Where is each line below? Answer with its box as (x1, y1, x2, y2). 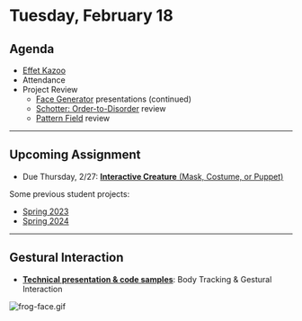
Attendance (22, 75, 66, 85)
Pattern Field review (35, 113, 111, 123)
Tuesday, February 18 (9, 5, 173, 26)
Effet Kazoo (22, 65, 66, 76)
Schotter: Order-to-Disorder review (35, 103, 166, 113)
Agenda (9, 41, 55, 57)
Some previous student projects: (9, 188, 130, 199)
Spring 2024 (22, 215, 69, 226)
